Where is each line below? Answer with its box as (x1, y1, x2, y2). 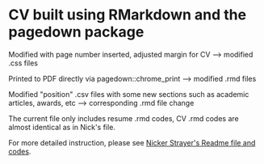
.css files (8, 58, 39, 68)
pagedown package (8, 23, 145, 41)
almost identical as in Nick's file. (8, 122, 115, 132)
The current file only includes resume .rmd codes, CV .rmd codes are (8, 113, 240, 123)
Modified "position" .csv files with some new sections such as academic (8, 89, 249, 99)
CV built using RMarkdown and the (8, 6, 247, 24)
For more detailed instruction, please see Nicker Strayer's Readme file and (8, 137, 256, 147)
